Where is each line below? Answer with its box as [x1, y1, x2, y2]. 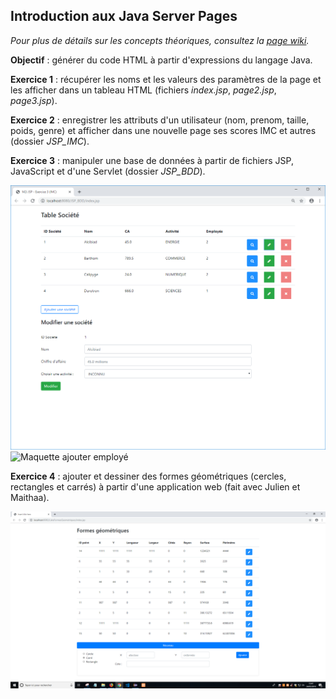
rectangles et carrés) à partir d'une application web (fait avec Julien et [10, 480, 301, 493]
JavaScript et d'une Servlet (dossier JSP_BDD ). [10, 165, 206, 177]
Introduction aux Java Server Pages [10, 8, 238, 25]
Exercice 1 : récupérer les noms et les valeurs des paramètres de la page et [10, 73, 322, 85]
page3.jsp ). [10, 94, 58, 106]
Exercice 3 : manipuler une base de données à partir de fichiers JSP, [10, 154, 294, 166]
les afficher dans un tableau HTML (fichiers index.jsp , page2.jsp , [10, 84, 277, 96]
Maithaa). [10, 491, 50, 503]
